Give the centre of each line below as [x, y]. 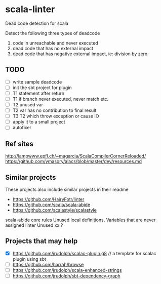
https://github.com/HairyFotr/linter [48, 199]
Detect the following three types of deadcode [53, 33]
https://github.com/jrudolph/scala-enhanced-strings [67, 270]
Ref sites [19, 144]
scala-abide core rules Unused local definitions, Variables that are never [80, 220]
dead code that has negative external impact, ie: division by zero [80, 54]
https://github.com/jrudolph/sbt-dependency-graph [66, 276]
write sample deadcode [37, 82]
